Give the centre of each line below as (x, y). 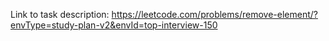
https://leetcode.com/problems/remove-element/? (214, 14)
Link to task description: (60, 14)
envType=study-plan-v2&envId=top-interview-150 (114, 25)
